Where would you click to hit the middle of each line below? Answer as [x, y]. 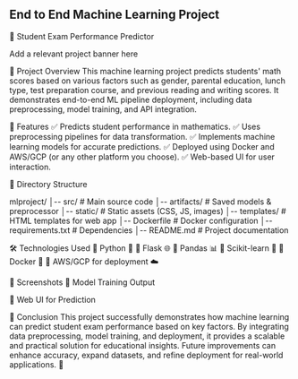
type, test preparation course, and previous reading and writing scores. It [144, 90]
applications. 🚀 [37, 364]
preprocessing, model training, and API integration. [103, 109]
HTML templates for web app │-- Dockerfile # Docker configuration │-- [141, 220]
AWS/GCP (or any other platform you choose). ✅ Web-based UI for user [142, 157]
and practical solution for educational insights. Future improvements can [142, 345]
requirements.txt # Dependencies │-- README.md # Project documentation [149, 230]
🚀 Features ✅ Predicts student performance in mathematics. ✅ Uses [135, 126]
